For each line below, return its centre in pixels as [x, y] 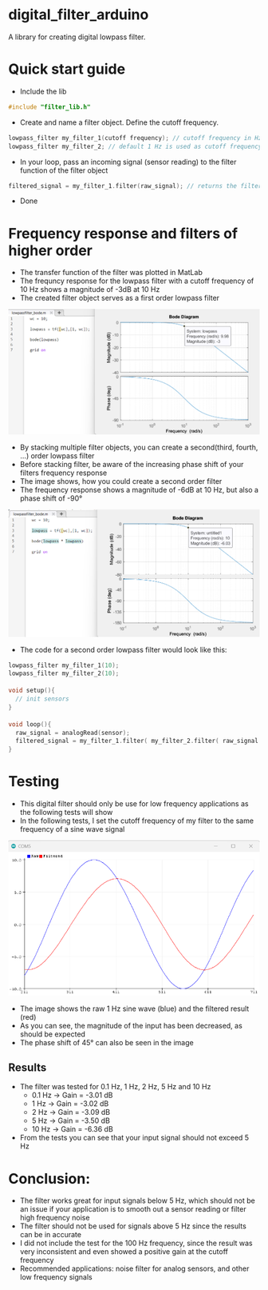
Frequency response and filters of [123, 233]
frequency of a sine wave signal [72, 829]
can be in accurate [51, 1235]
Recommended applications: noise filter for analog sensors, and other [134, 1268]
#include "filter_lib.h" [49, 107]
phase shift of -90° [51, 498]
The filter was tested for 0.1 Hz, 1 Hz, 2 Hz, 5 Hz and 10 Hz [115, 1087]
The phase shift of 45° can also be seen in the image [106, 1042]
